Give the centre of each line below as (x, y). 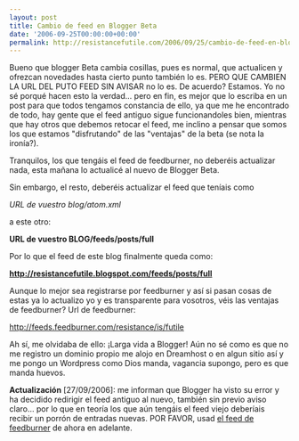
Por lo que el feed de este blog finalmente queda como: (111, 257)
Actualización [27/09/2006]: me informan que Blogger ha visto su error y (145, 390)
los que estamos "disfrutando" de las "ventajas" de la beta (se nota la (137, 134)
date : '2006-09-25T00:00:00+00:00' (75, 34)
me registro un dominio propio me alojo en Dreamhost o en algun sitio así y (147, 354)
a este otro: (30, 222)
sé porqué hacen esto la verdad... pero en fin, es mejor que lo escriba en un (148, 96)
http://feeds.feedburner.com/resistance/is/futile (97, 327)
